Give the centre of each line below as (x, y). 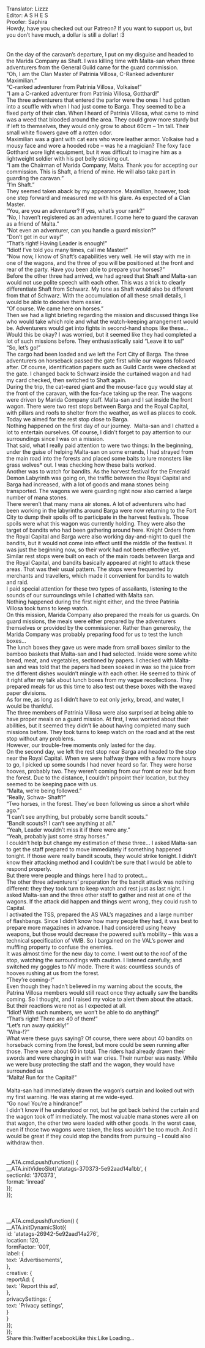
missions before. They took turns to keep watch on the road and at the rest (101, 732)
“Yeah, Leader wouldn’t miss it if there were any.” (68, 830)
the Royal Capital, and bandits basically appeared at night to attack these (99, 563)
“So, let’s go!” (24, 347)
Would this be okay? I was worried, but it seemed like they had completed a (102, 335)
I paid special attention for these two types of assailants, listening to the (97, 589)
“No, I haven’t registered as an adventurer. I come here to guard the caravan (102, 217)
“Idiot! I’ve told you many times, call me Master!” (67, 250)
